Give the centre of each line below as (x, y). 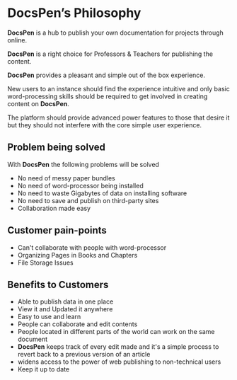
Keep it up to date (43, 369)
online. (17, 40)
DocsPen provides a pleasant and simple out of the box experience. (106, 75)
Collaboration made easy (54, 208)
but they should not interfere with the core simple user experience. (105, 125)
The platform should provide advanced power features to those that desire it (118, 117)
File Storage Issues (45, 263)
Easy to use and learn (49, 317)
